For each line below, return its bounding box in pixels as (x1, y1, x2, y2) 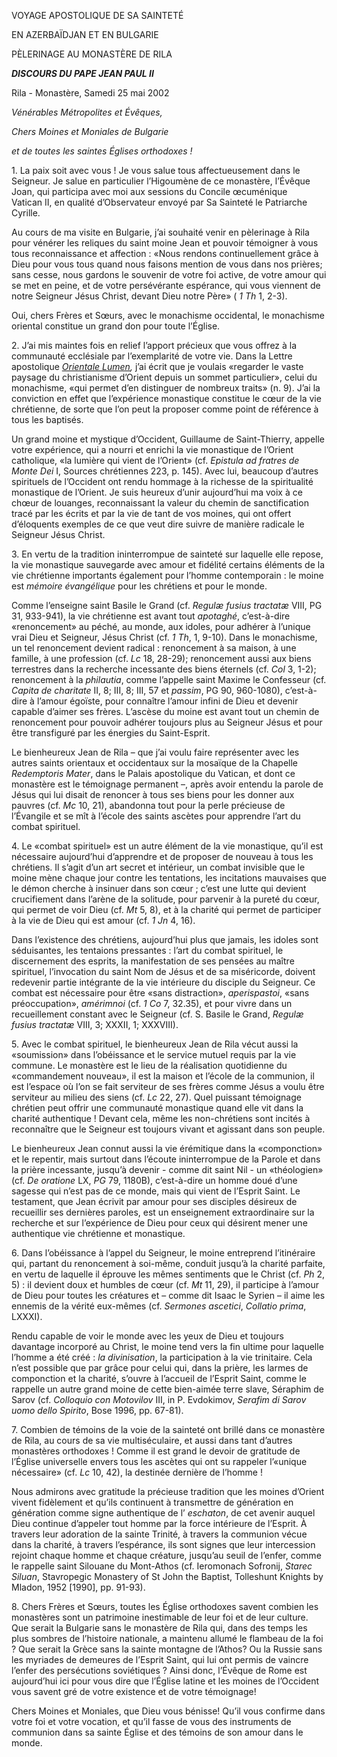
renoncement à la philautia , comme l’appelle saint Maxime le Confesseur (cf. (11, 674, 327, 685)
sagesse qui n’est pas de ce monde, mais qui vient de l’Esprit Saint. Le (11, 1185, 301, 1197)
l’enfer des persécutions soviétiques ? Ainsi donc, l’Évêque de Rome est (11, 1665, 308, 1676)
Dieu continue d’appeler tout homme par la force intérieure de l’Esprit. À (11, 1518, 308, 1529)
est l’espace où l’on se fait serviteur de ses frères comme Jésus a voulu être (11, 1081, 325, 1092)
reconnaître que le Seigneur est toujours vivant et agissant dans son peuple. (11, 1123, 326, 1135)
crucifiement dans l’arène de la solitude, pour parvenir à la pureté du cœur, (11, 893, 320, 905)
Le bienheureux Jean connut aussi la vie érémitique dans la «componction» (11, 1143, 323, 1154)
